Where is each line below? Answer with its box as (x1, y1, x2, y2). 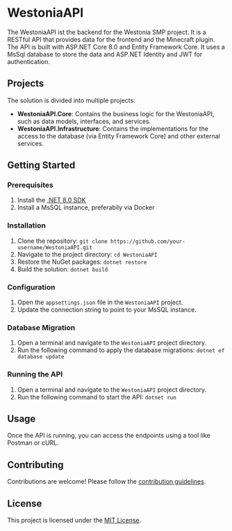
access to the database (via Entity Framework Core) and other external (17, 132, 220, 140)
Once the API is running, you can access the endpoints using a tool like (7, 431, 210, 440)
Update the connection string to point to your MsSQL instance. (17, 306, 197, 314)
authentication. (7, 57, 51, 65)
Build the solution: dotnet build (17, 264, 108, 273)
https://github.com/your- (110, 238, 185, 245)
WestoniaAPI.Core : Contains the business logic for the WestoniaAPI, (17, 109, 215, 118)
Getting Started (7, 159, 76, 171)
